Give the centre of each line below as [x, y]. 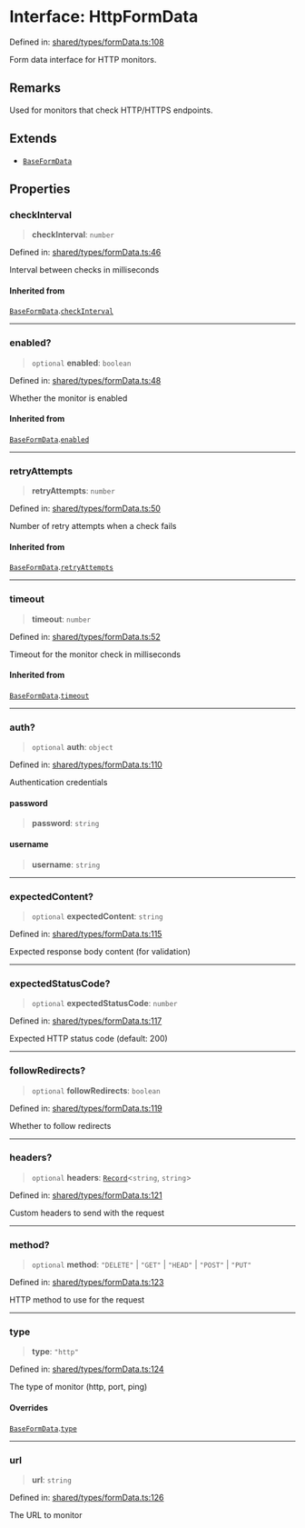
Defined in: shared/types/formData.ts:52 [85, 636]
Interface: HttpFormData [104, 17]
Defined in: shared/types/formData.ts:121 [86, 1195]
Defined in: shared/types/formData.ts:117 [86, 1021]
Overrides [29, 1408]
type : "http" [55, 1352]
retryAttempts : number [73, 491]
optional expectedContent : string [97, 916]
